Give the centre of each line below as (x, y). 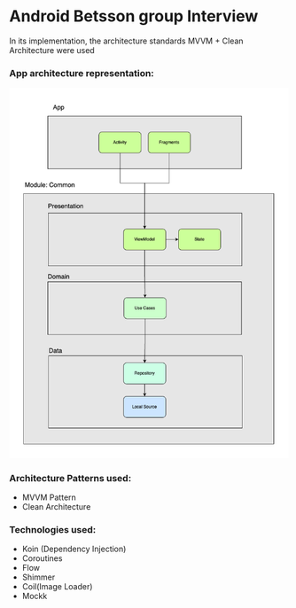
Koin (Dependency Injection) (74, 549)
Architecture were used (52, 50)
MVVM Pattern (49, 497)
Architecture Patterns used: (70, 478)
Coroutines (42, 558)
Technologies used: (53, 529)
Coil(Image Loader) (57, 587)
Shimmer (39, 577)
